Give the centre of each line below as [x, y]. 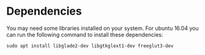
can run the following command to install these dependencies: [85, 34]
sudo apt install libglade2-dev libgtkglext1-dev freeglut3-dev [90, 46]
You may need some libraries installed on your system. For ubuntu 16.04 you [102, 28]
